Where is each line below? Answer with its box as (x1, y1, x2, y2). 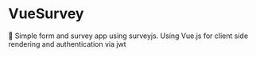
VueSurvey (8, 5, 84, 23)
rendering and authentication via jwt (8, 39, 126, 48)
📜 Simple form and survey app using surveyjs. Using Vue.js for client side (8, 31, 249, 40)
